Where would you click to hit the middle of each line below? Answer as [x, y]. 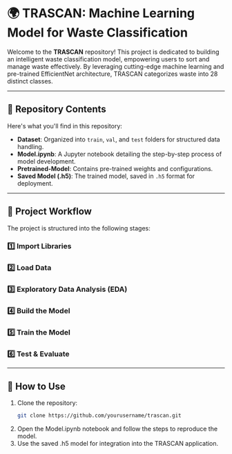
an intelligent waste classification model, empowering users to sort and [108, 59]
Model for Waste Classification [98, 33]
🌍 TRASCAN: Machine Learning [101, 13]
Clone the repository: [47, 403]
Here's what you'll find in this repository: [65, 126]
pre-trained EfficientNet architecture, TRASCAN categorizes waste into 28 [113, 74]
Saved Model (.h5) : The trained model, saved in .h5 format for [106, 176]
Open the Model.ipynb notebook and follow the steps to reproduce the [117, 429]
